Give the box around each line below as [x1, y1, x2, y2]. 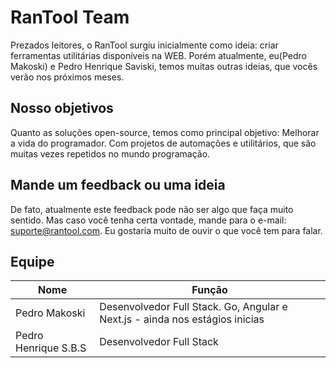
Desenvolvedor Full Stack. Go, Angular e [99, 300, 288, 314]
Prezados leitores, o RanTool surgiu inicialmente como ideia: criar [10, 39, 279, 51]
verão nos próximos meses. [10, 71, 125, 83]
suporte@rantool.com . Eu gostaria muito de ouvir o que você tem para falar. [10, 224, 323, 236]
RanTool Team [10, 6, 130, 29]
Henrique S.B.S [15, 341, 87, 355]
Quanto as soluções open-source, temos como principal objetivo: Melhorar [10, 126, 320, 138]
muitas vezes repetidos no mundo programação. [10, 147, 211, 160]
